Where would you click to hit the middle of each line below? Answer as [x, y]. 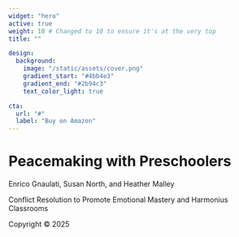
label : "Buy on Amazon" [56, 121]
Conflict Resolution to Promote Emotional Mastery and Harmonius [118, 200]
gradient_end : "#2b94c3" [65, 83]
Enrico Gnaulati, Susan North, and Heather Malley [91, 184]
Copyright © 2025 [39, 224]
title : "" [25, 39]
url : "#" [30, 114]
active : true [30, 24]
